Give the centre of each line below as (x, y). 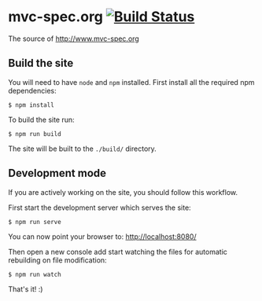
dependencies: (32, 90)
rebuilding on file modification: (58, 260)
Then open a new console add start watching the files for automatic (118, 251)
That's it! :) (26, 289)
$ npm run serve (35, 222)
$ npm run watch (35, 274)
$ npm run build (35, 134)
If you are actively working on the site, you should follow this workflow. (123, 192)
